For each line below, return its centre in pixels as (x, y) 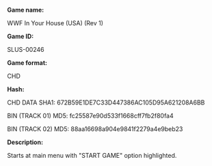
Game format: (27, 63)
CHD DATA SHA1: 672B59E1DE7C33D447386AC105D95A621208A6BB (106, 102)
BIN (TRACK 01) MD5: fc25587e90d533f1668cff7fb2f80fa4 (91, 116)
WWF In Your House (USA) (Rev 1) (55, 23)
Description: (25, 142)
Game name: (26, 10)
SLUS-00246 (26, 50)
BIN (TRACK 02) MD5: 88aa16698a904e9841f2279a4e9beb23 (95, 129)
